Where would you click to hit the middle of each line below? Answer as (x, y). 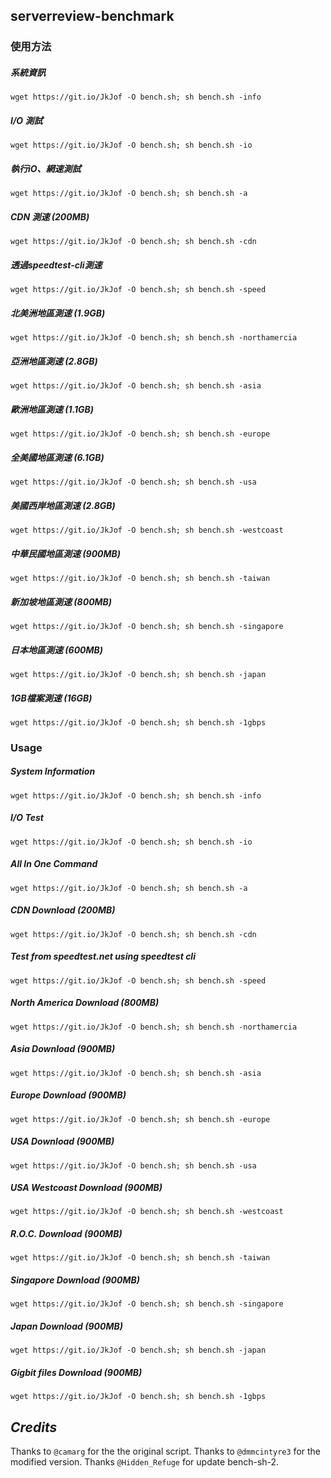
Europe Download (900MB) (68, 1095)
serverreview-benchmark (92, 16)
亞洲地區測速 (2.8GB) (54, 361)
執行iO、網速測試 (46, 168)
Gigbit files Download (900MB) (76, 1372)
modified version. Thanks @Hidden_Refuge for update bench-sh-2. (145, 1462)
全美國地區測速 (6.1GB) (57, 457)
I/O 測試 (26, 120)
